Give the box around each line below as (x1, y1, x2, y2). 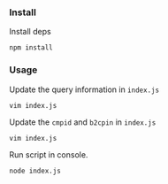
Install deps (9, 27, 51, 37)
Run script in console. (9, 149, 88, 160)
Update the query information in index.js (9, 84, 160, 95)
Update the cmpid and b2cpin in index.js (9, 117, 157, 127)
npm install (9, 43, 53, 52)
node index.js (9, 166, 62, 175)
